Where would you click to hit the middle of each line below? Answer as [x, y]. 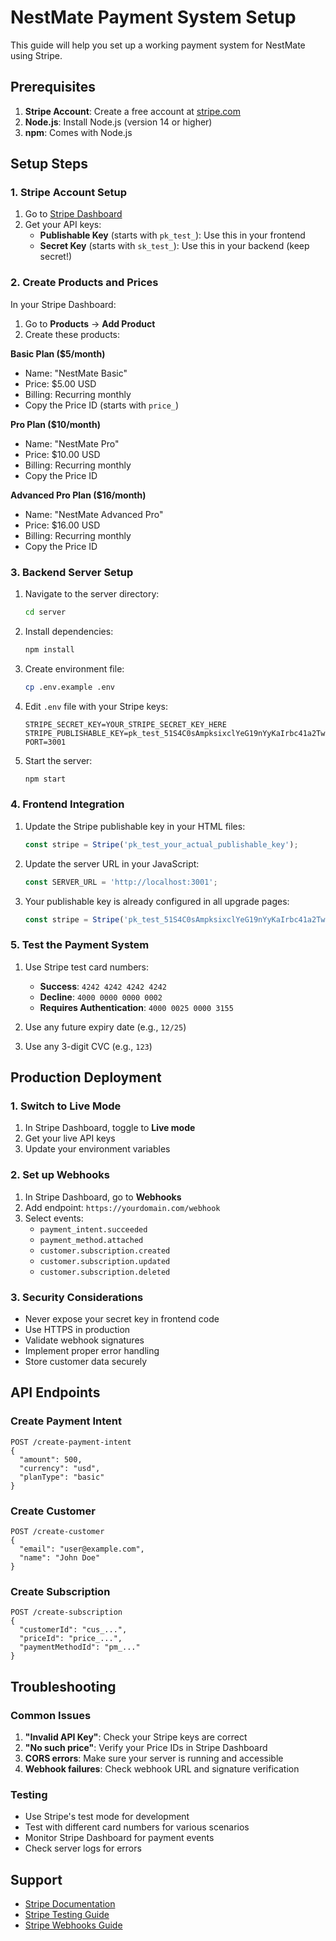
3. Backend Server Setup [72, 572]
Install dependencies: [69, 631]
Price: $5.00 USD [60, 383]
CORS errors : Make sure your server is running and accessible [154, 1758]
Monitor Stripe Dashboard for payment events [119, 1838]
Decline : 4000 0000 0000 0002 [101, 997]
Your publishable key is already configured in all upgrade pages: [157, 901]
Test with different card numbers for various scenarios [137, 1827]
